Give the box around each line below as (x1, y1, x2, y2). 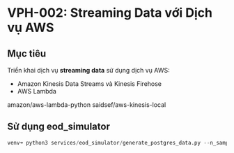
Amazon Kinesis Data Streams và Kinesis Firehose (17, 80, 162, 88)
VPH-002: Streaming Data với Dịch (7, 5, 212, 21)
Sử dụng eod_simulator (7, 121, 110, 133)
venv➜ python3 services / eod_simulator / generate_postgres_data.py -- (7, 139, 210, 146)
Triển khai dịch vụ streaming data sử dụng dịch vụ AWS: (7, 66, 171, 74)
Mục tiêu (7, 48, 47, 59)
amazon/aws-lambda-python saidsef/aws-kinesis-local (7, 101, 166, 109)
